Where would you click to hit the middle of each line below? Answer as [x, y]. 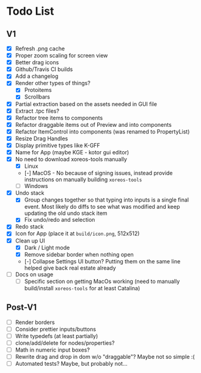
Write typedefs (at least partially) [57, 336]
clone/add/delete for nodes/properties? [65, 343]
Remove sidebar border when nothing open [79, 254]
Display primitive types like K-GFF [58, 145]
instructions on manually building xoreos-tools [83, 179]
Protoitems [38, 90]
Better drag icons [37, 62]
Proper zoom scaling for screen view [61, 56]
